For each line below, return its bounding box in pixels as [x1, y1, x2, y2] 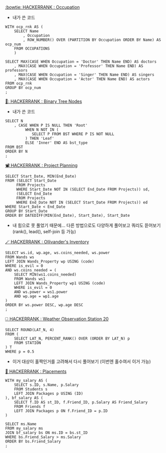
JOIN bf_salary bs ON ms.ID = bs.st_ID [5, 430, 88, 435]
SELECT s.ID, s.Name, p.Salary [14, 382, 79, 387]
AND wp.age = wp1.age [14, 294, 59, 299]
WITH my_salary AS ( [5, 378, 48, 383]
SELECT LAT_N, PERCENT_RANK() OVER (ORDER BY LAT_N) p [14, 336, 130, 341]
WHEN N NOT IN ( [25, 127, 59, 132]
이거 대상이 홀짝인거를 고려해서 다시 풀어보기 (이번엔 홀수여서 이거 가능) [12, 359, 151, 364]
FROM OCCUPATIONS [14, 46, 50, 51]
